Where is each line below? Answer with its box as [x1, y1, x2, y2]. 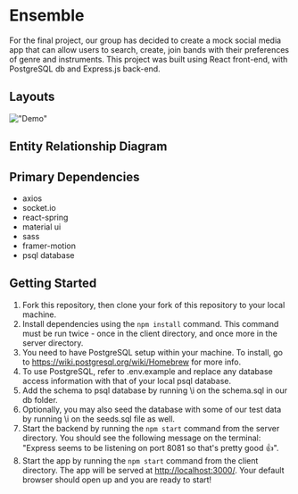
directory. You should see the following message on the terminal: [21, 432, 261, 443]
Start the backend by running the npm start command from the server [21, 423, 280, 433]
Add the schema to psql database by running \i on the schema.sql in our [21, 385, 288, 396]
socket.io [21, 202, 56, 213]
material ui [21, 221, 62, 232]
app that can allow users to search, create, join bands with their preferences [9, 44, 290, 54]
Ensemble [9, 5, 85, 26]
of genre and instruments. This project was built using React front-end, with [9, 54, 288, 64]
